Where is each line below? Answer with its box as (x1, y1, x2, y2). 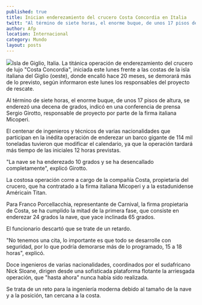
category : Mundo (6, 37, 47, 43)
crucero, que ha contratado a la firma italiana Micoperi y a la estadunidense (6, 183, 194, 190)
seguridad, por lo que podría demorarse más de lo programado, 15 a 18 (6, 243, 182, 250)
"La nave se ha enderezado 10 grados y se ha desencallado (6, 158, 155, 165)
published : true (6, 8, 47, 15)
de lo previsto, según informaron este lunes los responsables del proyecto (6, 79, 190, 86)
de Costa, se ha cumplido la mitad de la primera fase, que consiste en (6, 207, 179, 214)
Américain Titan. (6, 189, 47, 196)
